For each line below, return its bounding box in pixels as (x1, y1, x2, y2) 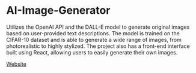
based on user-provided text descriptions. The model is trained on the (6, 29, 180, 36)
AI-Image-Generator (6, 4, 111, 17)
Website (6, 60, 27, 68)
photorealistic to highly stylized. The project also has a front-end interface (6, 42, 191, 50)
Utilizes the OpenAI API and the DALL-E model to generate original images (6, 23, 190, 31)
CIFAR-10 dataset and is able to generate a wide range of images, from (6, 36, 182, 43)
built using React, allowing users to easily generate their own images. (6, 48, 178, 56)
